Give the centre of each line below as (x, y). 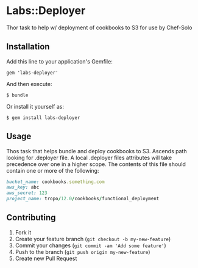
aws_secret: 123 (27, 193)
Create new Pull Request (46, 258)
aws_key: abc (23, 187)
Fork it (23, 232)
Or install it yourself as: (35, 106)
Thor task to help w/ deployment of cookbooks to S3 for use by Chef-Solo (99, 27)
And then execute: (29, 84)
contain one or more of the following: (53, 170)
